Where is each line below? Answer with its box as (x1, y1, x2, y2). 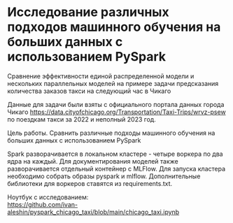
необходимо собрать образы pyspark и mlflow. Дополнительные (7, 172, 201, 180)
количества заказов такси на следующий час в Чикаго (7, 87, 171, 95)
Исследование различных (7, 4, 169, 20)
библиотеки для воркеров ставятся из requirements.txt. (7, 179, 173, 187)
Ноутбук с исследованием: (7, 193, 89, 201)
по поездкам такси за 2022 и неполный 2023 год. (7, 115, 156, 123)
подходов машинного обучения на (7, 19, 221, 35)
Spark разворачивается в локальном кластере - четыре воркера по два (7, 150, 223, 158)
